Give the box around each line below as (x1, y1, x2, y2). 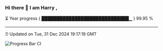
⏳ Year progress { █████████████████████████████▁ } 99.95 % (5, 15, 154, 21)
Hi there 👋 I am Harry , (5, 4, 58, 11)
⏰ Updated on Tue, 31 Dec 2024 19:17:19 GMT (5, 31, 97, 37)
